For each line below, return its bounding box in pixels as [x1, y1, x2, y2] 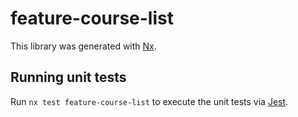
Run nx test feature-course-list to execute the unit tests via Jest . [10, 95, 289, 107]
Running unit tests [10, 69, 127, 86]
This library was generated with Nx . [10, 40, 157, 52]
